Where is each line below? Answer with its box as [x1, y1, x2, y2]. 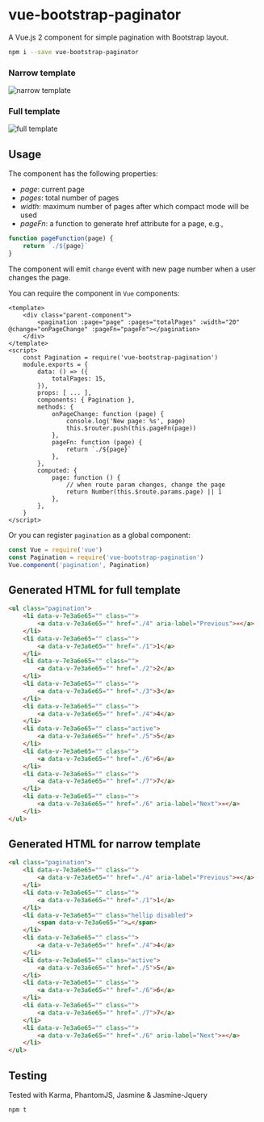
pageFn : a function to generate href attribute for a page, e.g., [19, 219, 224, 229]
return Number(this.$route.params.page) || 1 [65, 487, 222, 496]
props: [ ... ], [37, 389, 92, 397]
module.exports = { [23, 360, 89, 368]
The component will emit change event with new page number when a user [8, 264, 256, 274]
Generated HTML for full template [8, 583, 182, 597]
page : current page [19, 184, 85, 195]
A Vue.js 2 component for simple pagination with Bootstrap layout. [8, 32, 229, 42]
